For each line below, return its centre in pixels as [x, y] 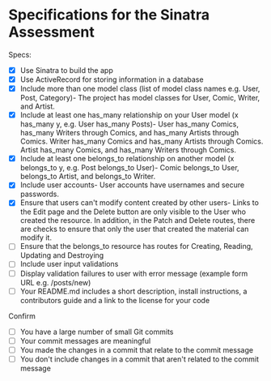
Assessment [51, 32]
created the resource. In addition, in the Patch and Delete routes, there [138, 220]
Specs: [20, 54]
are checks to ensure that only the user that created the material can [134, 229]
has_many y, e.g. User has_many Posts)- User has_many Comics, [129, 124]
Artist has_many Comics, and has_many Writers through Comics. [128, 150]
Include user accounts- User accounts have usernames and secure [132, 185]
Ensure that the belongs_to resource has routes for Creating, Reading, [136, 246]
